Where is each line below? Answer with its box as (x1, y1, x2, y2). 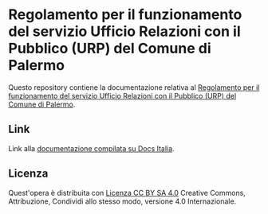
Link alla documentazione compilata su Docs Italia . (8, 143, 175, 153)
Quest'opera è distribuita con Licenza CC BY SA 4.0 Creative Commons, (8, 188, 246, 197)
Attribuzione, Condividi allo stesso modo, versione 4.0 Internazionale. (8, 196, 237, 206)
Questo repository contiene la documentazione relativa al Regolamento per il (8, 82, 260, 92)
